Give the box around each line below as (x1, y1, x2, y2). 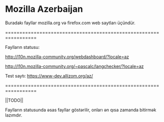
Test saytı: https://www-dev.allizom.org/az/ (5, 73, 94, 79)
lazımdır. (5, 112, 23, 118)
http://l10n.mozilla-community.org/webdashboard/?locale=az (5, 53, 130, 60)
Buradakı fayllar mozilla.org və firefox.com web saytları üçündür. (5, 20, 135, 26)
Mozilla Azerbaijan (5, 3, 83, 15)
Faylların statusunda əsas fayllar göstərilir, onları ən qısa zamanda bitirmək (5, 107, 157, 113)
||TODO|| (5, 97, 24, 103)
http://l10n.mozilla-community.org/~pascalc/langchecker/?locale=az (5, 63, 144, 69)
